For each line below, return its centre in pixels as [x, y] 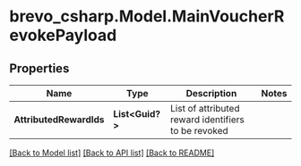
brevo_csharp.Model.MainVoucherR [147, 17]
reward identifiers [207, 120]
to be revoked [199, 131]
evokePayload [63, 35]
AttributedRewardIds [59, 120]
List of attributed [205, 108]
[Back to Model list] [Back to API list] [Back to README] [112, 153]
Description [211, 93]
